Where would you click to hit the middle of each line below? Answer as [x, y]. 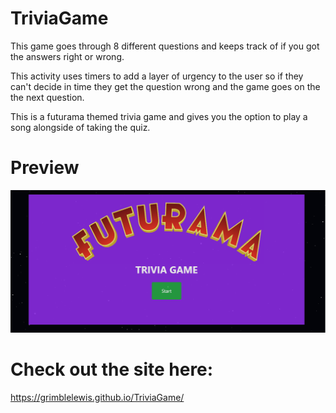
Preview [45, 168]
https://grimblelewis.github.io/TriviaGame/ [97, 397]
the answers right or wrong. [67, 56]
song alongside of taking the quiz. [80, 127]
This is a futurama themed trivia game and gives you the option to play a [159, 116]
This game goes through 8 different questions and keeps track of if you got [165, 46]
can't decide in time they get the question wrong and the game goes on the [165, 86]
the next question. [47, 97]
